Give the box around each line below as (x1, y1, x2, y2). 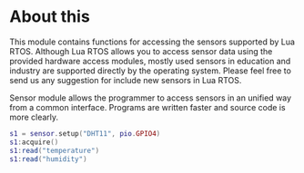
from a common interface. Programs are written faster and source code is (9, 101, 286, 112)
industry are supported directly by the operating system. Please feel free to (9, 65, 291, 76)
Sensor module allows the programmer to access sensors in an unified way (9, 92, 292, 103)
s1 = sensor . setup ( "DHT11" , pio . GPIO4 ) (9, 129, 161, 138)
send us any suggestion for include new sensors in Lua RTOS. (9, 74, 242, 85)
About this (9, 6, 91, 27)
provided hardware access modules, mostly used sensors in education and (9, 55, 291, 66)
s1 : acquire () (9, 138, 59, 147)
